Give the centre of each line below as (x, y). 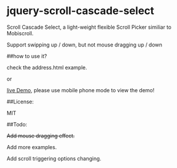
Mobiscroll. (20, 33)
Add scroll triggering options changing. (54, 158)
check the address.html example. (47, 67)
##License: (20, 102)
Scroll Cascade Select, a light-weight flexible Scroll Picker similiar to (89, 27)
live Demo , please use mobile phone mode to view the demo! (81, 90)
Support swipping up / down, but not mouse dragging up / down (84, 45)
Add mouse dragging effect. (41, 136)
